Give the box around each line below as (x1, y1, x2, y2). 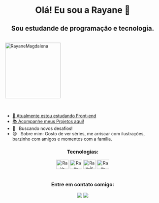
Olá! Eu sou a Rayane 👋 (35, 4, 130, 16)
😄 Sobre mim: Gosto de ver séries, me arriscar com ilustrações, (12, 131, 145, 136)
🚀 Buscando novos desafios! (12, 125, 73, 131)
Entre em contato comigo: (51, 181, 115, 188)
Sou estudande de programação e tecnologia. (11, 24, 155, 33)
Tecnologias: (66, 148, 99, 155)
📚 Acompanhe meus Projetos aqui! (12, 119, 85, 124)
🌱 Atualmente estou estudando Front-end (12, 113, 96, 119)
